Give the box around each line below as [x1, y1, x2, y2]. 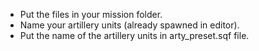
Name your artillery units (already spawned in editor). [19, 19, 240, 31]
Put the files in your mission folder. [19, 9, 163, 20]
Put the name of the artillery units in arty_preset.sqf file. [19, 30, 250, 41]
